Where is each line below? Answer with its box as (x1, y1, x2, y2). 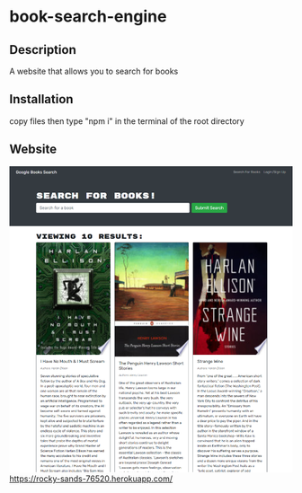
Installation (9, 92, 74, 107)
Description (9, 42, 76, 57)
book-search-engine (9, 6, 167, 27)
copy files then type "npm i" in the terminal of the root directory (9, 115, 244, 127)
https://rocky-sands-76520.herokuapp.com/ (9, 473, 173, 484)
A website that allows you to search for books (9, 66, 179, 76)
